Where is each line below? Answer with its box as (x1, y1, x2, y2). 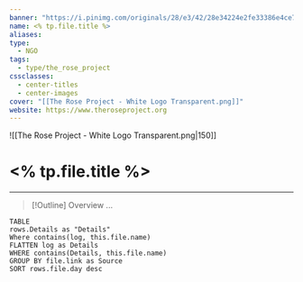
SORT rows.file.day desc (9, 265, 103, 274)
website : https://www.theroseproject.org (9, 105, 168, 114)
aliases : (9, 30, 42, 39)
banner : (9, 13, 39, 23)
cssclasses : (9, 72, 54, 81)
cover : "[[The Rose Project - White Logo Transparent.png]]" (9, 96, 244, 106)
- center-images (17, 88, 78, 97)
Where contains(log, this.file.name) (9, 233, 151, 242)
